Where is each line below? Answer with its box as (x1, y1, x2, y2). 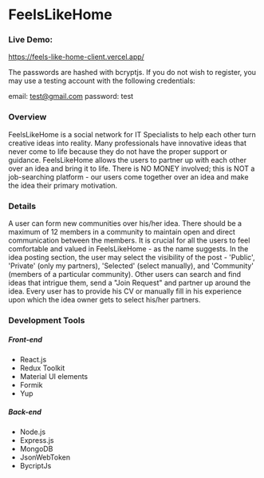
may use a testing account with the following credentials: (8, 76, 195, 85)
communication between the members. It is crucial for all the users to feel (8, 235, 250, 245)
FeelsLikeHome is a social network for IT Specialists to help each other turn (8, 129, 257, 139)
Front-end (8, 334, 42, 344)
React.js (19, 354, 47, 364)
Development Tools (8, 315, 85, 326)
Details (8, 200, 37, 211)
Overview (8, 112, 47, 123)
